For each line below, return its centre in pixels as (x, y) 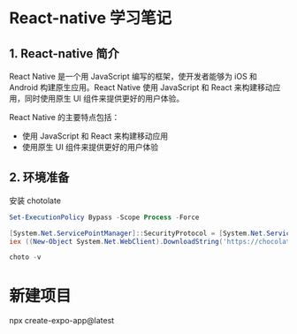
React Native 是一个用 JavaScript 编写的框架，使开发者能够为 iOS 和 (133, 76)
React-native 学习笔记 (91, 18)
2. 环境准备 (39, 178)
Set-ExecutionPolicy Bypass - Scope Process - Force (104, 217)
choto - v (25, 257)
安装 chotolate (35, 201)
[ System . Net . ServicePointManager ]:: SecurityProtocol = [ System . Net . (138, 233)
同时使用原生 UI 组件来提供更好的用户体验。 (104, 99)
